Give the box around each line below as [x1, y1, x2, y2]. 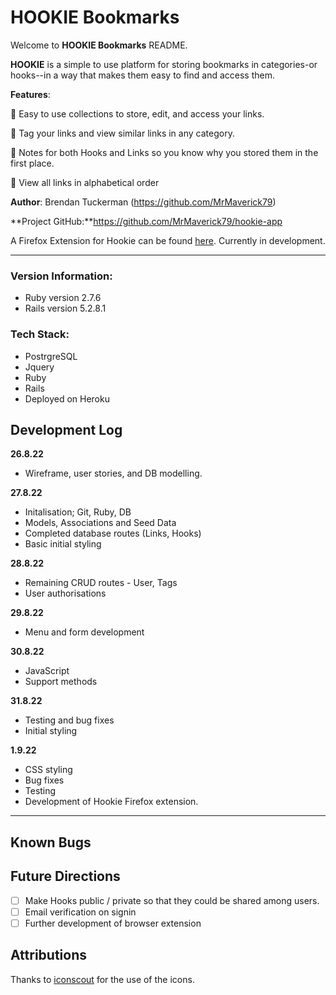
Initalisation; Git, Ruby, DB [24, 506, 132, 518]
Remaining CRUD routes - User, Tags [24, 577, 178, 589]
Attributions [10, 947, 88, 964]
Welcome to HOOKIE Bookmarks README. [10, 39, 188, 51]
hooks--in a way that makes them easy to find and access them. [10, 69, 275, 81]
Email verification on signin [24, 906, 137, 918]
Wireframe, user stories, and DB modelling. [24, 467, 203, 480]
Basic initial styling [24, 538, 102, 550]
